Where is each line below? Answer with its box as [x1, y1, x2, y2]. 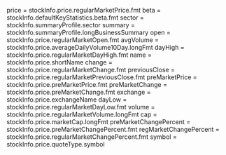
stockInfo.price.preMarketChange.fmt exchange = [6, 88, 151, 96]
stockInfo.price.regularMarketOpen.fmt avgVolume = [6, 36, 159, 44]
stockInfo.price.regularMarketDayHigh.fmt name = [6, 50, 152, 59]
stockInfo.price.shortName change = [6, 58, 113, 66]
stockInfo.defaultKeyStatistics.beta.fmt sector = [6, 13, 145, 22]
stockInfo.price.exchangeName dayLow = [6, 95, 127, 104]
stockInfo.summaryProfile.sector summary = [6, 21, 136, 29]
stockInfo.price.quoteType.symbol [6, 140, 106, 148]
